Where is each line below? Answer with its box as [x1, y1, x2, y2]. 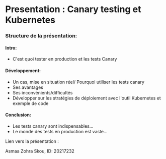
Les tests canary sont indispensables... [12, 123, 94, 129]
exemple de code [12, 100, 49, 107]
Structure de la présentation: [5, 32, 77, 39]
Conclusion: [5, 112, 32, 118]
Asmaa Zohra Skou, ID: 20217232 [5, 148, 74, 154]
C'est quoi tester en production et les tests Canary [12, 56, 117, 62]
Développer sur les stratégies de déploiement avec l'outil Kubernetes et [12, 95, 161, 101]
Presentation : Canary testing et [5, 4, 141, 15]
